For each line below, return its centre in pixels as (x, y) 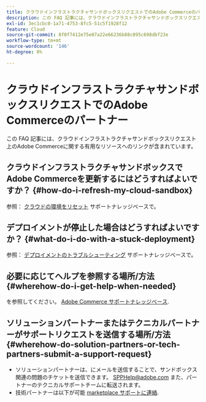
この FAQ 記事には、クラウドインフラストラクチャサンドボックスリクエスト (101, 138)
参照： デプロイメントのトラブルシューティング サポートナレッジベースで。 (101, 255)
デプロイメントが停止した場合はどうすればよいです (103, 227)
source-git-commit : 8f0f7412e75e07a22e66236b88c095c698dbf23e (87, 35)
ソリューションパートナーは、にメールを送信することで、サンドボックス (106, 369)
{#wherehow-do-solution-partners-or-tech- (93, 344)
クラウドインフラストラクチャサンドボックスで (95, 167)
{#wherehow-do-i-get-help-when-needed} (91, 286)
